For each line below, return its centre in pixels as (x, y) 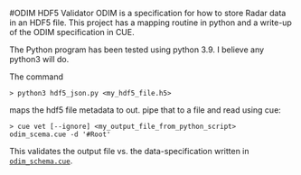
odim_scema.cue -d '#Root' (60, 134)
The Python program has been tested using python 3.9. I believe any (137, 50)
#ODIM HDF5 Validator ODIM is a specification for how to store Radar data (148, 13)
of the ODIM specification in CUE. (72, 32)
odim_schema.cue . (41, 161)
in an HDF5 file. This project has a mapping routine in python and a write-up (150, 23)
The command (37, 77)
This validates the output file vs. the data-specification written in (130, 151)
